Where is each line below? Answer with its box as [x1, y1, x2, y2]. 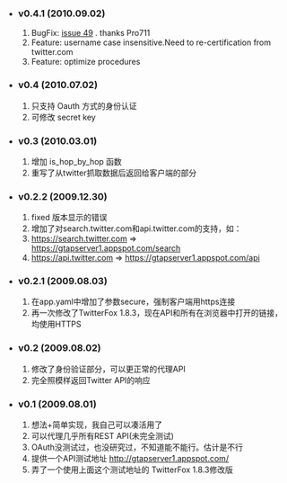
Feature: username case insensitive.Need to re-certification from [30, 37, 272, 48]
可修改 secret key [30, 112, 96, 122]
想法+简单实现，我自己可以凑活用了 [30, 419, 163, 430]
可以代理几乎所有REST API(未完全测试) [30, 431, 175, 442]
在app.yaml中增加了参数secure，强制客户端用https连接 [30, 296, 236, 308]
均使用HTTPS [30, 318, 82, 330]
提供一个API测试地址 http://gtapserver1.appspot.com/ [30, 453, 230, 464]
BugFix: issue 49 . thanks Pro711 [30, 28, 151, 39]
